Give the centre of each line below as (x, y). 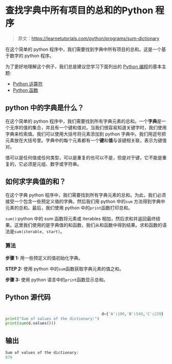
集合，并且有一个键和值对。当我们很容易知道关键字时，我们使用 (99, 127)
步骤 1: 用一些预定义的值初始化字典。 (44, 258)
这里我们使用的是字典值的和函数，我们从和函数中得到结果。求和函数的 (88, 225)
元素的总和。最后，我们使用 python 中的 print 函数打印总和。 (69, 208)
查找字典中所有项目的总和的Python (79, 10)
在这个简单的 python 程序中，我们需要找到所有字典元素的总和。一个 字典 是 (83, 121)
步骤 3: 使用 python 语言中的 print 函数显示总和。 (57, 280)
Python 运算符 (28, 84)
